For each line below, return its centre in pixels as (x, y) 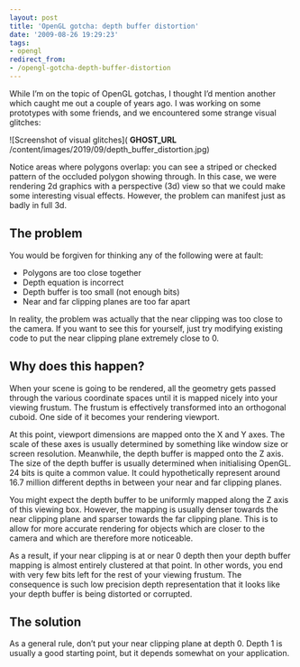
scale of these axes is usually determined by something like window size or (149, 443)
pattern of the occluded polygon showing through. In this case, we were (143, 176)
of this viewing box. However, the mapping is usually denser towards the (144, 509)
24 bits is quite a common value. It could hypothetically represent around (145, 472)
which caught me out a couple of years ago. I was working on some (135, 103)
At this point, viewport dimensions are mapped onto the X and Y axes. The (147, 434)
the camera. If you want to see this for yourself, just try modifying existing (146, 328)
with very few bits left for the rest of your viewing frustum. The (126, 574)
